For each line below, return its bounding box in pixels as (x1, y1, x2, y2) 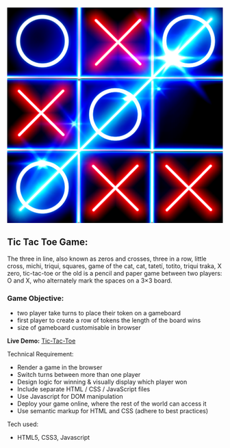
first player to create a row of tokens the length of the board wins (16, 316, 201, 325)
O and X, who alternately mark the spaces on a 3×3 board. (7, 276, 172, 285)
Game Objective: (7, 293, 64, 303)
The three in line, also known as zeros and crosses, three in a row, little (7, 254, 207, 263)
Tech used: (7, 420, 39, 428)
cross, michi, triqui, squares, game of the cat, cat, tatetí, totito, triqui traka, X (7, 261, 222, 270)
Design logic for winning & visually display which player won (16, 378, 188, 386)
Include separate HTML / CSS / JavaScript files (16, 385, 151, 393)
